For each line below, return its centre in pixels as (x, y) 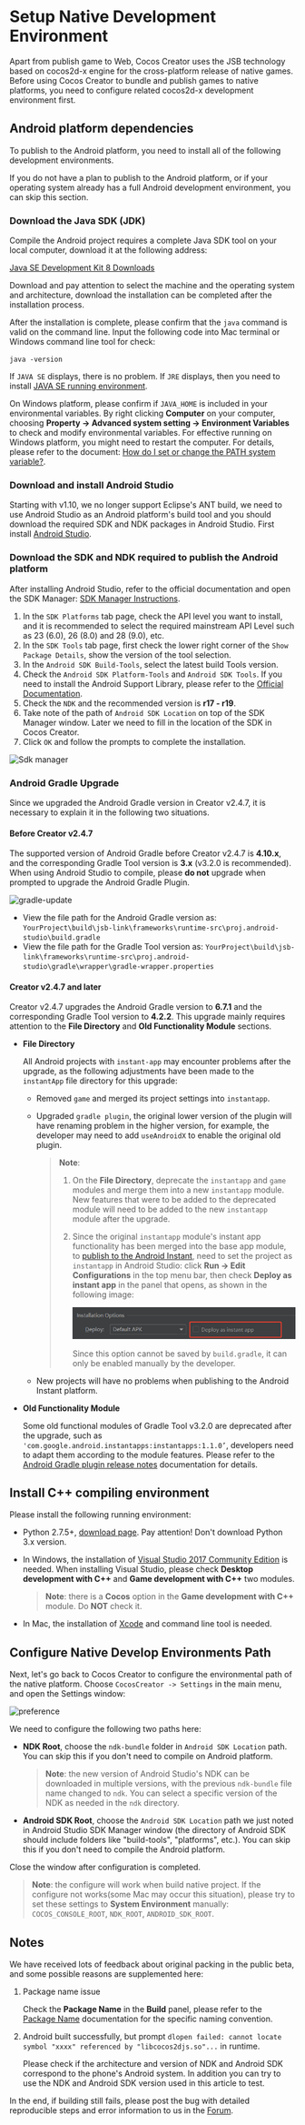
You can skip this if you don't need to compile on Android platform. (148, 1757)
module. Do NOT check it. (93, 1606)
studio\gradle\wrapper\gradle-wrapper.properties (118, 967)
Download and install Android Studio (92, 485)
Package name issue (61, 1992)
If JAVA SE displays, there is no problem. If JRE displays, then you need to (145, 377)
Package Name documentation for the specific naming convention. (148, 2019)
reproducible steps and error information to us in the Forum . (122, 2110)
